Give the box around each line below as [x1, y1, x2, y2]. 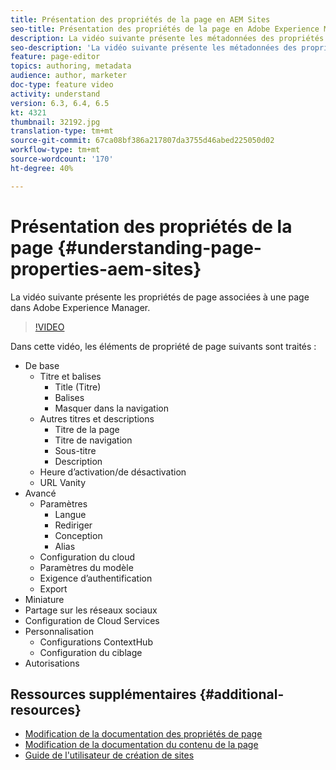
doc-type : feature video [10, 80, 114, 90]
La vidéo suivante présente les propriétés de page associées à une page [10, 291, 310, 303]
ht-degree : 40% [10, 163, 74, 173]
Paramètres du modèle [39, 561, 134, 573]
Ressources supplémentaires [10, 686, 197, 703]
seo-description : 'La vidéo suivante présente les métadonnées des [10, 42, 298, 53]
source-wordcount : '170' [10, 154, 114, 164]
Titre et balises [39, 370, 102, 382]
